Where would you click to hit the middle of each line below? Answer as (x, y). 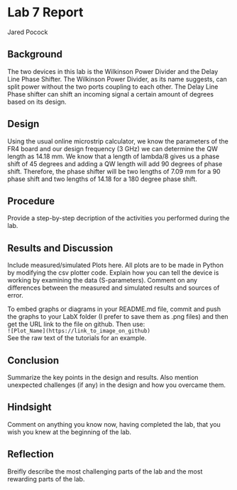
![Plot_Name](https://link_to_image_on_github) (79, 331)
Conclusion (33, 360)
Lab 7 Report (45, 12)
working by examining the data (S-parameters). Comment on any (102, 281)
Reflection (31, 454)
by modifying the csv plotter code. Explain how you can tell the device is (113, 273)
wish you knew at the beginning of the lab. (70, 432)
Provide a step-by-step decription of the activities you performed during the (118, 218)
